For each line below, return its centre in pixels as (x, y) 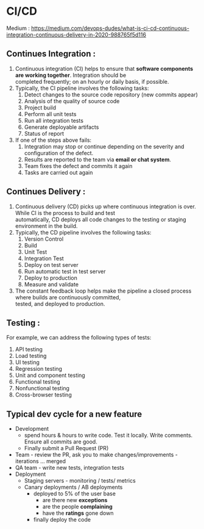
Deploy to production (51, 278)
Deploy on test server (51, 264)
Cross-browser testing (43, 395)
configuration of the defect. (59, 153)
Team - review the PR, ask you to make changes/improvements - (96, 455)
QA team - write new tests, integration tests (70, 468)
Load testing (31, 356)
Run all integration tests (54, 120)
